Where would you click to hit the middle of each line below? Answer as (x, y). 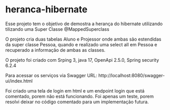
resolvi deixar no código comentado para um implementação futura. (77, 102)
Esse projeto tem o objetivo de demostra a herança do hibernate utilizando (84, 24)
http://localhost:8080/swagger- (131, 75)
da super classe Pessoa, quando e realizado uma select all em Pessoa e (81, 44)
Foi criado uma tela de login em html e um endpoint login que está (75, 90)
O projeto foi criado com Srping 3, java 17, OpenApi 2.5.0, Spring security (82, 60)
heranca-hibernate (47, 10)
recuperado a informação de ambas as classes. (56, 50)
